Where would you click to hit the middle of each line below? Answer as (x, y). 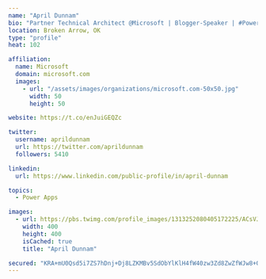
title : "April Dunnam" (60, 249)
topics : (21, 190)
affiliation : (30, 59)
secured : (23, 263)
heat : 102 (25, 45)
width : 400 (40, 227)
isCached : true (47, 241)
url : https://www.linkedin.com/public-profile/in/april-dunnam (122, 176)
